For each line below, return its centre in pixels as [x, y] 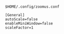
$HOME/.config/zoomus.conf [32, 7]
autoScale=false [21, 19]
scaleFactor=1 [19, 28]
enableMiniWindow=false [29, 23]
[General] [15, 15]
